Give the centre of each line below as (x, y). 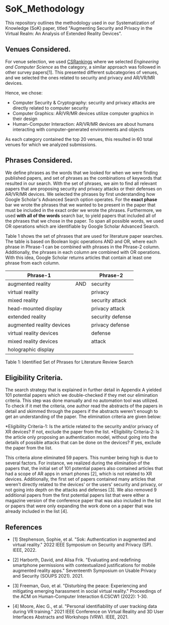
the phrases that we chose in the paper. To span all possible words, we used (84, 221)
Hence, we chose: (24, 93)
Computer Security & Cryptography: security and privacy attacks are (83, 102)
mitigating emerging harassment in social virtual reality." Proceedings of (87, 591)
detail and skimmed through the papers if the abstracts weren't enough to (82, 411)
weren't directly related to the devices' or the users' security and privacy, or (84, 485)
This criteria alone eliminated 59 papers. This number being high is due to (82, 458)
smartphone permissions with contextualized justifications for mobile (84, 565)
